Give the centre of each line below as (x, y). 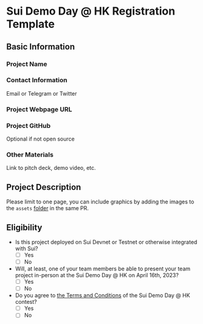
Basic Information (41, 47)
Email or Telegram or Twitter (42, 93)
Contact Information (37, 80)
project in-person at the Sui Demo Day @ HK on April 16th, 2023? (97, 275)
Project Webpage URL (39, 109)
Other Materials (30, 155)
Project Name (27, 64)
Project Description (44, 187)
